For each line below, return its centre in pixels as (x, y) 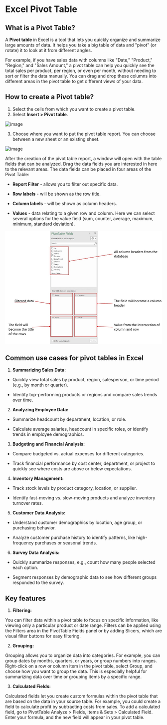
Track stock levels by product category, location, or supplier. (75, 488)
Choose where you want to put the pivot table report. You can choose (84, 134)
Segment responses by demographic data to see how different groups (84, 577)
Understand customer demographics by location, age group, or (77, 523)
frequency (23, 543)
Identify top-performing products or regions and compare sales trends (85, 395)
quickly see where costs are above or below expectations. (72, 469)
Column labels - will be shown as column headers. (65, 203)
